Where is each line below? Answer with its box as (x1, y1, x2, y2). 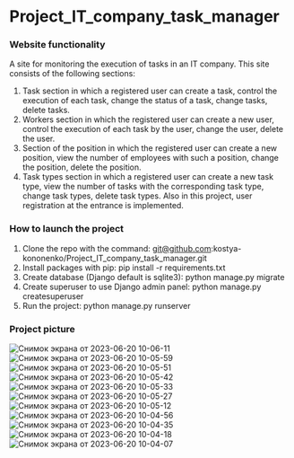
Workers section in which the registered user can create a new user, (22, 114, 275, 125)
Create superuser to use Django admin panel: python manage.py (22, 281, 262, 292)
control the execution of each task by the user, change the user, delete (22, 124, 284, 135)
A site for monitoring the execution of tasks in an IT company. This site (9, 58, 270, 69)
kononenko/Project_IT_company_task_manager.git (22, 252, 208, 263)
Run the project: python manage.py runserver (22, 300, 191, 311)
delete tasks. (22, 105, 70, 116)
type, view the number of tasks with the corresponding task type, (22, 181, 264, 192)
